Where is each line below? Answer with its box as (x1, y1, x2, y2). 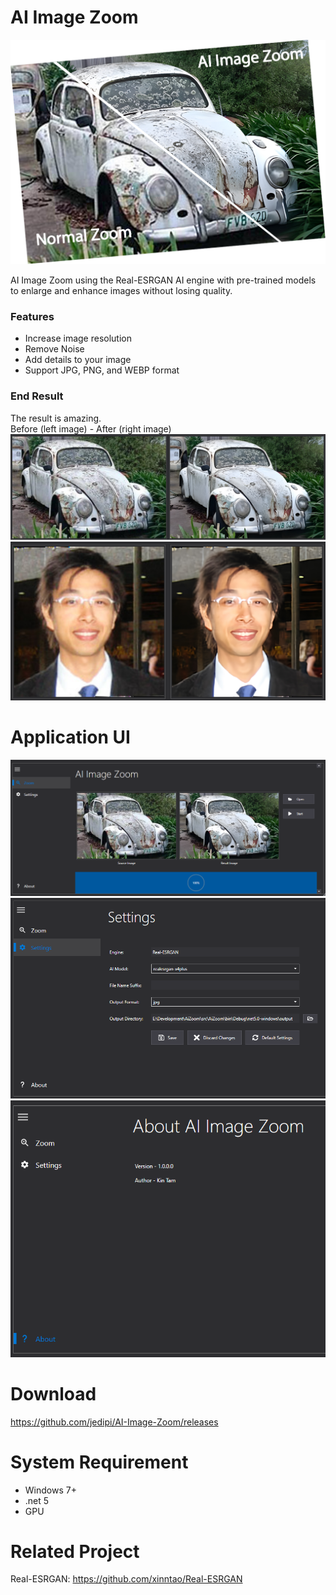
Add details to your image (24, 354, 132, 366)
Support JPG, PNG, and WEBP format (24, 364, 180, 376)
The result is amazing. (10, 412, 102, 424)
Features (10, 310, 55, 323)
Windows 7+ (24, 1484, 77, 1496)
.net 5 (24, 1494, 50, 1506)
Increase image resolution (24, 332, 133, 345)
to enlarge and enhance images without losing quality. (10, 285, 233, 297)
